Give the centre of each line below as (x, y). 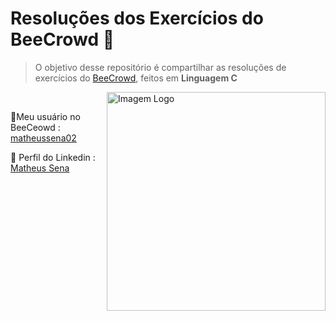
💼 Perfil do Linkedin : (53, 157)
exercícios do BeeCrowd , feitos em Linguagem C (136, 78)
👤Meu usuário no (45, 116)
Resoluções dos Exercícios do (137, 18)
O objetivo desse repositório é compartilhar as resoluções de (160, 67)
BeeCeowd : (35, 127)
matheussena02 (43, 138)
